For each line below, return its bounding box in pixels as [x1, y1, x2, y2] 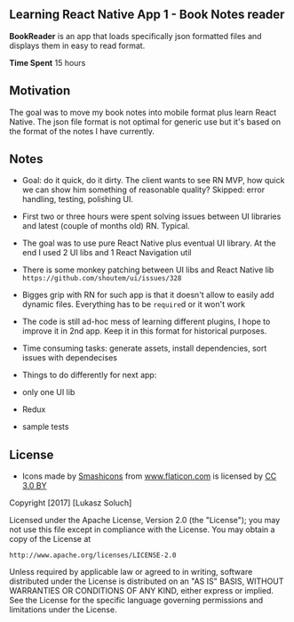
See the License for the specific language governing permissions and [9, 595, 264, 606]
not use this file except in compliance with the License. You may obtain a [9, 524, 275, 535]
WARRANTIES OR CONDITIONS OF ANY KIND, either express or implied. [9, 586, 274, 596]
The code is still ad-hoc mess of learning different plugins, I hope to [21, 316, 271, 327]
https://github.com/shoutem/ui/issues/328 [21, 274, 182, 283]
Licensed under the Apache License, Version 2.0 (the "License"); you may [9, 515, 281, 526]
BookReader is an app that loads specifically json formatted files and [9, 30, 262, 41]
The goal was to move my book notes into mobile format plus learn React [9, 107, 277, 117]
